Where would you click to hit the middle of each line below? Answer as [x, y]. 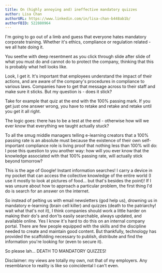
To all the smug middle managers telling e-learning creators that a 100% [77, 135]
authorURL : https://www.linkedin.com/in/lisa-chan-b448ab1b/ [68, 18]
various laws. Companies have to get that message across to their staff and [80, 87]
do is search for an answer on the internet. [47, 191]
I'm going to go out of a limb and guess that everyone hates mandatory [76, 37]
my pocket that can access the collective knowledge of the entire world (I [78, 176]
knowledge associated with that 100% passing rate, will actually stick [74, 156]
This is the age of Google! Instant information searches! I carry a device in [79, 171]
